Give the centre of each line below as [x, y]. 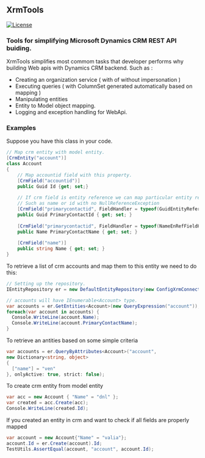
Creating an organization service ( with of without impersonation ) [98, 80]
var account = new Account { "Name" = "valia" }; [67, 438]
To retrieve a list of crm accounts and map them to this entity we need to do [102, 266]
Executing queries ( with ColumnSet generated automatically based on [104, 86]
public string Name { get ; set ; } [61, 249]
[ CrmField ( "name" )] [42, 243]
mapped [17, 427]
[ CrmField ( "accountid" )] [49, 181]
